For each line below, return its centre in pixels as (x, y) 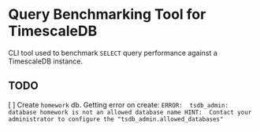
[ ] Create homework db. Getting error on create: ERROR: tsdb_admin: (119, 104)
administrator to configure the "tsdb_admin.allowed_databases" (116, 119)
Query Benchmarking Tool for (107, 15)
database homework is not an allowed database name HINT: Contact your (130, 112)
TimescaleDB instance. (46, 61)
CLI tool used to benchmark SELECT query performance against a (113, 53)
